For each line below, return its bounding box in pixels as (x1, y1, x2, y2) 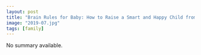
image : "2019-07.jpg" (6, 20, 60, 26)
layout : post (6, 8, 39, 15)
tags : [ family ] (6, 25, 44, 32)
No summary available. (6, 42, 63, 49)
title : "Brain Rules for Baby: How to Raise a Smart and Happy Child (6, 14, 184, 20)
